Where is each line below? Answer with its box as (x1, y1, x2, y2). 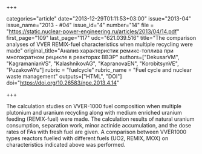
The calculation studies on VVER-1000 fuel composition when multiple (6, 103, 181, 109)
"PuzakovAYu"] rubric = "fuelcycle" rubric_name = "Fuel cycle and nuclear (6, 66, 192, 73)
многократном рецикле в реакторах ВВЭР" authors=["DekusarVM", (6, 54, 180, 60)
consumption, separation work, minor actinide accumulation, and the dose (6, 122, 192, 129)
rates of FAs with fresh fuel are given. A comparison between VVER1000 (6, 128, 187, 135)
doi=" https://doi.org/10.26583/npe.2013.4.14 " (6, 79, 120, 86)
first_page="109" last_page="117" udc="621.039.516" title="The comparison (6, 34, 197, 41)
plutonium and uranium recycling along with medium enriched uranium (6, 109, 183, 116)
